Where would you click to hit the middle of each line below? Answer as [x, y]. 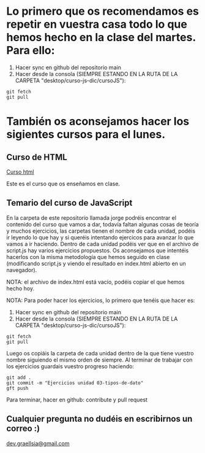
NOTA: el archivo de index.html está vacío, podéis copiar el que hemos [95, 282]
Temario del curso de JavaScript [69, 203]
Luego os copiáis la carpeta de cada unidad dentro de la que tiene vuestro [100, 353]
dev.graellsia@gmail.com [38, 443]
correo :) [23, 429]
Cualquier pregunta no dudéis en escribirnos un [99, 419]
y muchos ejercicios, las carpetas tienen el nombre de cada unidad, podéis [101, 231]
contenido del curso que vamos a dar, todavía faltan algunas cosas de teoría [102, 224]
